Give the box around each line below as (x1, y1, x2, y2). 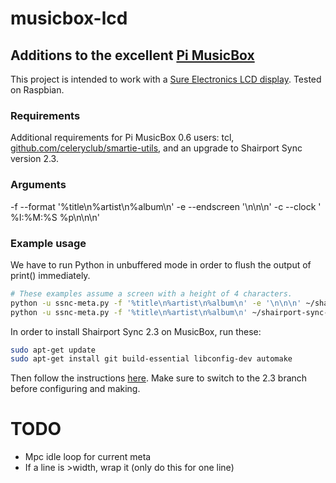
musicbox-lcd (10, 7, 128, 30)
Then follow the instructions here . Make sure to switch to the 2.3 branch (10, 372, 308, 384)
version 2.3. (10, 153, 59, 165)
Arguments (10, 178, 67, 192)
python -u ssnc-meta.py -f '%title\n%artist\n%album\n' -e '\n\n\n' (10, 298, 302, 308)
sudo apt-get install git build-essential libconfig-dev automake (10, 354, 293, 364)
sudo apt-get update (10, 345, 97, 355)
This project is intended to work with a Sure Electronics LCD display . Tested (10, 73, 322, 85)
